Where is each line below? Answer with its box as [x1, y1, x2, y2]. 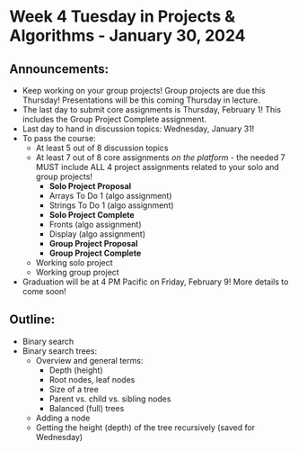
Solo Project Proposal [48, 181, 132, 191]
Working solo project [35, 257, 114, 267]
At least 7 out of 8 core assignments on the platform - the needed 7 [35, 152, 285, 163]
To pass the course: [22, 133, 96, 143]
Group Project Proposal [48, 239, 138, 248]
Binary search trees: [22, 345, 97, 356]
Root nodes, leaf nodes [48, 374, 136, 384]
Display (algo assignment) [48, 229, 146, 239]
